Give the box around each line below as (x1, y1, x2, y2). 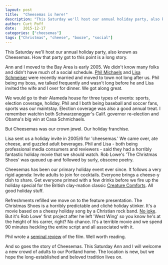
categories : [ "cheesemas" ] (5, 30, 61, 35)
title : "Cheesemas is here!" (5, 12, 68, 17)
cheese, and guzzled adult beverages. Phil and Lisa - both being (5, 140, 138, 146)
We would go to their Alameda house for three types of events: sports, (5, 94, 150, 100)
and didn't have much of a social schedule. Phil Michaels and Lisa (5, 69, 141, 75)
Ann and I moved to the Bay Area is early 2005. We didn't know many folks (5, 63, 159, 70)
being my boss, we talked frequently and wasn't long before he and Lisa (5, 79, 154, 85)
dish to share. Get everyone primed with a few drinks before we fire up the (5, 177, 158, 183)
